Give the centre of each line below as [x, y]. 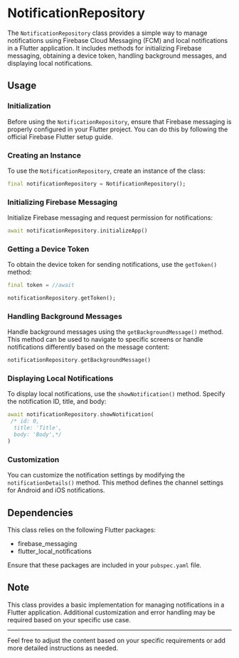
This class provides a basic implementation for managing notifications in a [116, 604]
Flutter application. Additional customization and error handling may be [111, 612]
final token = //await [41, 285]
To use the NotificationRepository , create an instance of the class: [106, 171]
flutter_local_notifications [55, 551]
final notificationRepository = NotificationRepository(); [97, 183]
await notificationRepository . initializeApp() [78, 231]
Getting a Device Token [48, 249]
